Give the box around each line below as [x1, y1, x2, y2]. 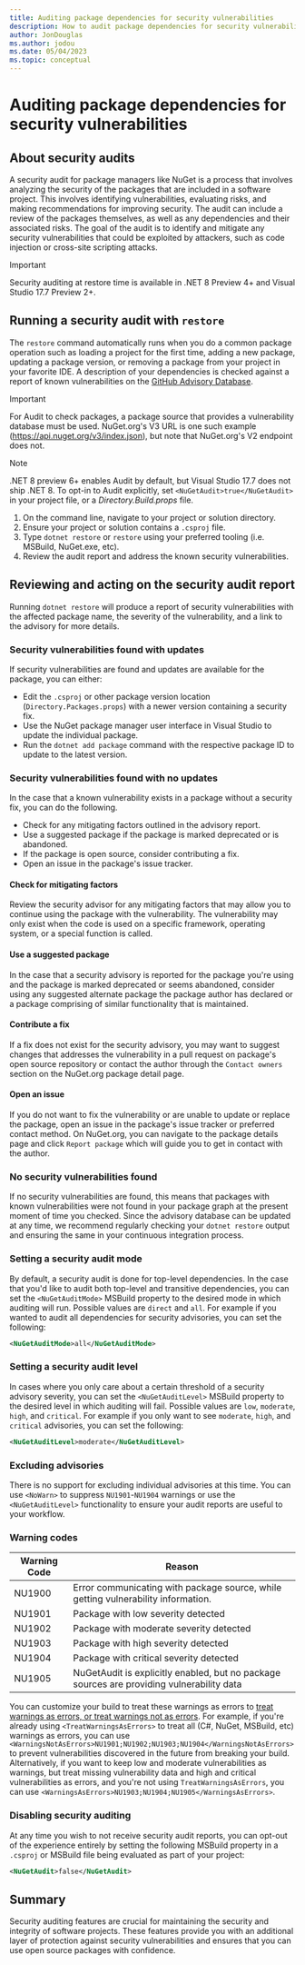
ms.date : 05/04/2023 [9, 47, 88, 56]
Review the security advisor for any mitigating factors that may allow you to [9, 899, 291, 910]
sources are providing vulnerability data [73, 1678, 242, 1691]
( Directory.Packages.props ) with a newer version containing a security [22, 701, 288, 712]
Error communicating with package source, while [73, 1581, 282, 1594]
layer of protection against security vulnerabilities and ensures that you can [9, 1935, 292, 1946]
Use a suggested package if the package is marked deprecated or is [22, 829, 280, 841]
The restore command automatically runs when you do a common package [9, 337, 292, 348]
